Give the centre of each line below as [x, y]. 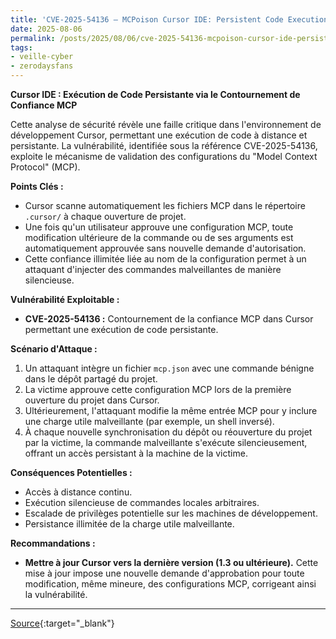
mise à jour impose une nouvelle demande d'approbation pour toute [164, 573]
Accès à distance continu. [78, 492]
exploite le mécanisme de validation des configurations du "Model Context [164, 156]
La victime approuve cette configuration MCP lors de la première [158, 389]
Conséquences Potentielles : [71, 472]
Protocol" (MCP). [45, 167]
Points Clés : [37, 186]
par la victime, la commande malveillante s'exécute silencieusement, [166, 442]
